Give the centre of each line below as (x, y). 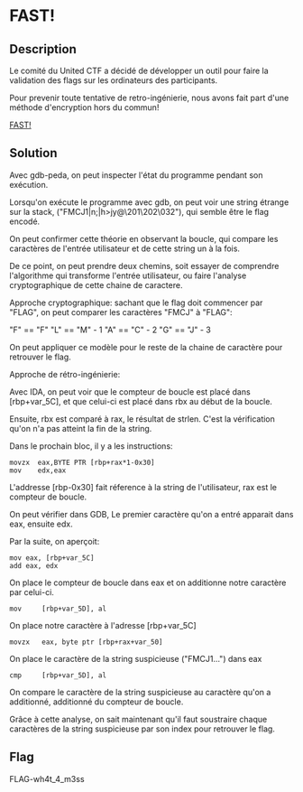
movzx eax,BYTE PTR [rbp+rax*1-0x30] (82, 462)
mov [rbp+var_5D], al (58, 609)
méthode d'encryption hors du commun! (84, 107)
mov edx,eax (38, 471)
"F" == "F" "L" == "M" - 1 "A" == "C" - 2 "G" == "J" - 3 (110, 330)
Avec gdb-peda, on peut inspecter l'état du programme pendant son (136, 175)
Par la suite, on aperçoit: (55, 541)
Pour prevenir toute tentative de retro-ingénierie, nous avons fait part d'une (149, 98)
